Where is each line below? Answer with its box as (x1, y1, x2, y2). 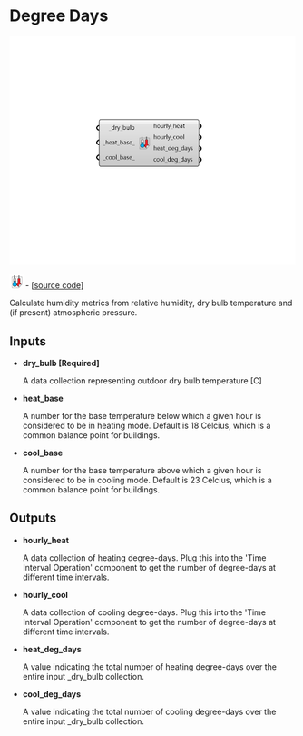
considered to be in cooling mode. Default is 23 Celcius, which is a (22, 474, 272, 485)
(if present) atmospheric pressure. (9, 307, 138, 318)
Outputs (9, 511, 57, 526)
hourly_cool (22, 589, 68, 600)
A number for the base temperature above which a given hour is (22, 464, 262, 475)
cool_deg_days (22, 688, 82, 700)
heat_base (22, 393, 64, 403)
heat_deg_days (22, 643, 82, 654)
